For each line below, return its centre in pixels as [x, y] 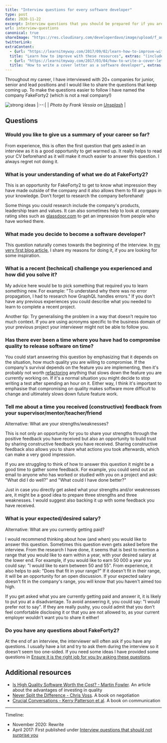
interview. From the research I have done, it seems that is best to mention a [82, 549]
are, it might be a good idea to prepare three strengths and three [71, 495]
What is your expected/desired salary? [53, 519]
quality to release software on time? [49, 346]
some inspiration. [23, 256]
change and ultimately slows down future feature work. [62, 394]
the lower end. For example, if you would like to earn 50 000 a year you [78, 560]
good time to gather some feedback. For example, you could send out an [80, 470]
